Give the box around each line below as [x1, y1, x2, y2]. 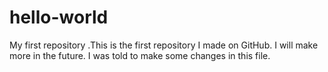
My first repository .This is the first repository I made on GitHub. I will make [9, 39, 319, 51]
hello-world [9, 6, 109, 29]
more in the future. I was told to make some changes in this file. [9, 49, 271, 61]
